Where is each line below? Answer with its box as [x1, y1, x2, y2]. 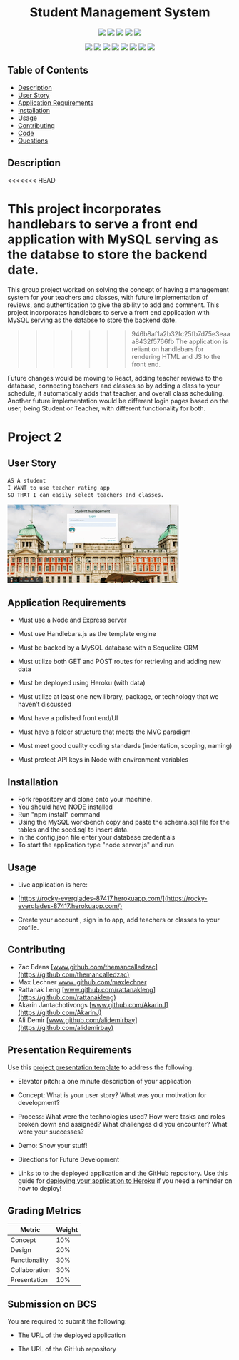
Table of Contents [7, 64, 89, 76]
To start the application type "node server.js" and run [17, 840, 175, 850]
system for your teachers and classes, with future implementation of [7, 293, 208, 301]
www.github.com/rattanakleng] [63, 985, 156, 994]
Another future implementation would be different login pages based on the [7, 396, 230, 405]
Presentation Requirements [7, 1044, 132, 1057]
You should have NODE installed [17, 802, 113, 811]
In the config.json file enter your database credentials [17, 833, 176, 842]
